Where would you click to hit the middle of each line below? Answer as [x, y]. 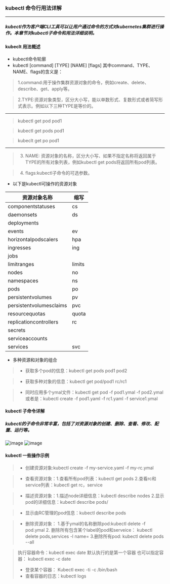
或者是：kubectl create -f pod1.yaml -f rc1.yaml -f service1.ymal [91, 398]
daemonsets [23, 214]
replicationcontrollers [33, 322]
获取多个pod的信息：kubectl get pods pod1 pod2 [76, 370]
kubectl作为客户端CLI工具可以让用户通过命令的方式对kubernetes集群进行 [82, 26]
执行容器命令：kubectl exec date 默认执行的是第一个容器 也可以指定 [88, 553]
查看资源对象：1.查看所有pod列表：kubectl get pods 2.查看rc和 [91, 478]
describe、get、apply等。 [45, 89]
